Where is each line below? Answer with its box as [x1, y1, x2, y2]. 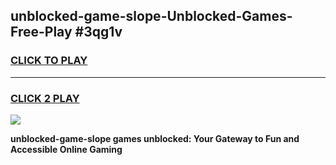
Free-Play [10, 24, 73, 41]
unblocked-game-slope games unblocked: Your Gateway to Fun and [10, 132, 300, 144]
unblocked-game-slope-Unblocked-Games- [10, 8, 293, 25]
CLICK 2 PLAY [10, 91, 80, 105]
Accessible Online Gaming [10, 143, 123, 155]
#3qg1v [74, 24, 123, 41]
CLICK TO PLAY [10, 54, 88, 68]
